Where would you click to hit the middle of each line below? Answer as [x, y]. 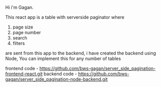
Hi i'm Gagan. [20, 7]
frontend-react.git [24, 74]
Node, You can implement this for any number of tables [63, 59]
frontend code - [22, 68]
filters [19, 43]
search [20, 38]
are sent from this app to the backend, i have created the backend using [81, 53]
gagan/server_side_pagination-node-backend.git [57, 79]
